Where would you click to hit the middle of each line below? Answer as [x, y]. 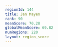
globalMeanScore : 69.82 [29, 28]
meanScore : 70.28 [23, 23]
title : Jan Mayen [23, 14]
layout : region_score [27, 37]
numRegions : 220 [21, 32]
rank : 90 [14, 19]
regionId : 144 [19, 10]
